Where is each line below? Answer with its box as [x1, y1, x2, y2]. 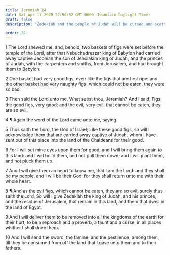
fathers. [5, 245, 22, 251]
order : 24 [5, 31, 26, 36]
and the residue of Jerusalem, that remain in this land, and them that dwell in [5, 199, 165, 205]
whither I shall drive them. [5, 225, 59, 231]
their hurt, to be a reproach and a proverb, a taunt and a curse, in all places [5, 219, 162, 225]
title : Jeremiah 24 [5, 7, 47, 13]
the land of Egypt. [5, 204, 42, 210]
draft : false [5, 17, 33, 22]
